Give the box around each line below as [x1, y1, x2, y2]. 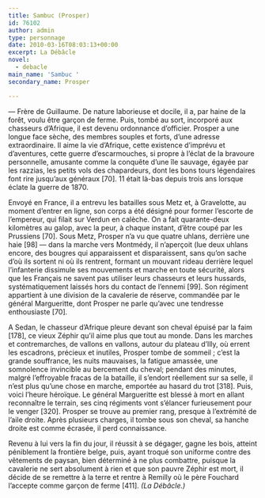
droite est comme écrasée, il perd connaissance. [8, 423, 168, 432]
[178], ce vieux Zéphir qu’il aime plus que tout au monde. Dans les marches [8, 330, 253, 340]
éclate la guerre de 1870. [8, 182, 89, 192]
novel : [8, 56, 30, 64]
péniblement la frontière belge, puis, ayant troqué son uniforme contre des [8, 447, 252, 456]
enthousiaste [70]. [8, 306, 68, 317]
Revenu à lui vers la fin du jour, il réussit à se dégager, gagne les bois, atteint [8, 439, 258, 448]
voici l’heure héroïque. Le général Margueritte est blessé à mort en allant [8, 390, 245, 399]
